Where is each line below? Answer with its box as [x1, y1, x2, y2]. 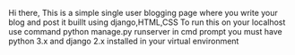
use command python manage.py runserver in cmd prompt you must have [8, 27, 283, 36]
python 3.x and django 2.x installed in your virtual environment [8, 35, 239, 46]
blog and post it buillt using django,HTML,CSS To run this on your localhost [8, 17, 286, 27]
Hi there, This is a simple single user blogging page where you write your [8, 8, 279, 18]
